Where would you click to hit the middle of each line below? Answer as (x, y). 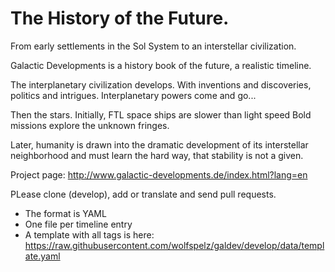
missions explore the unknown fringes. (90, 125)
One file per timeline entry (78, 224)
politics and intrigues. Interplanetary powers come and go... (133, 95)
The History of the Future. (120, 18)
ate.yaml (42, 256)
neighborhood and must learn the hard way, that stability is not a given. (157, 155)
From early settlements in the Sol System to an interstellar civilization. (153, 46)
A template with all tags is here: (89, 234)
